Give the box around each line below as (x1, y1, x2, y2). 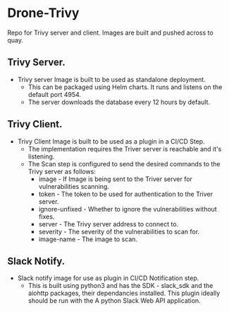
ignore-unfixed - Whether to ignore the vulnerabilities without (38, 204, 217, 213)
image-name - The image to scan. (38, 235, 138, 243)
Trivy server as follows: (27, 167, 97, 175)
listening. (27, 152, 55, 161)
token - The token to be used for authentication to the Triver (38, 190, 213, 198)
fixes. (38, 212, 55, 221)
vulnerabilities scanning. (38, 182, 109, 190)
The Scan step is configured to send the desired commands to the (27, 159, 221, 168)
